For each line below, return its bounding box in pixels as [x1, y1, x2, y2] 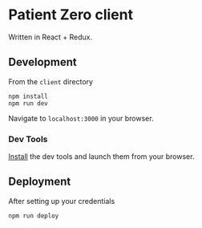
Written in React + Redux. [8, 32, 93, 42]
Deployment [8, 175, 71, 189]
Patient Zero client [8, 6, 134, 24]
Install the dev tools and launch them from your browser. [8, 152, 195, 161]
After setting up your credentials [8, 196, 115, 206]
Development [8, 55, 78, 69]
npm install [8, 92, 48, 100]
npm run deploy [8, 211, 59, 220]
